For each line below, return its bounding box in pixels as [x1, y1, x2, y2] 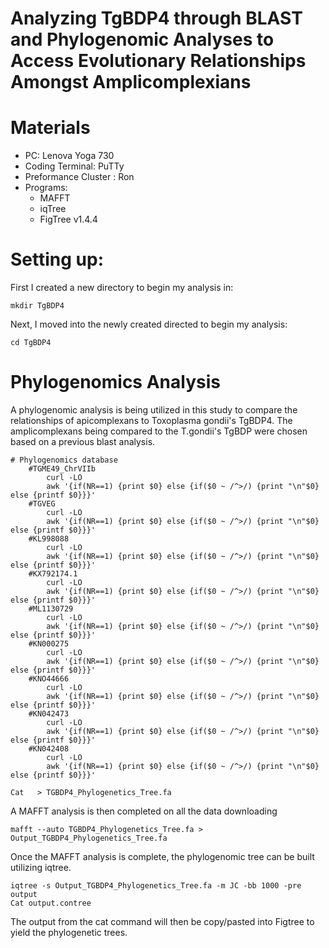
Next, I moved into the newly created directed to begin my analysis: [10, 318, 288, 331]
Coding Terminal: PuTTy [24, 160, 125, 172]
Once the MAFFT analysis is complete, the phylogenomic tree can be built [10, 851, 315, 862]
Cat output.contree [10, 898, 92, 908]
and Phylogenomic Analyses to [10, 28, 275, 51]
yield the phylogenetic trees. [10, 927, 128, 938]
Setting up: [10, 248, 104, 271]
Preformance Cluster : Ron [24, 171, 135, 183]
